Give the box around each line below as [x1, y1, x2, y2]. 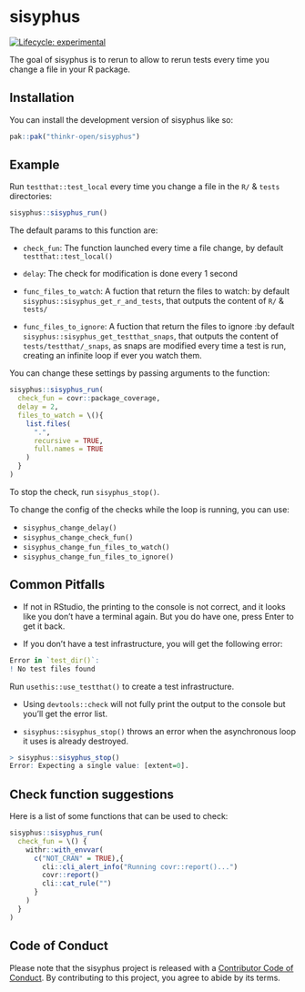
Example [9, 157, 60, 173]
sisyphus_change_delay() [22, 523, 117, 532]
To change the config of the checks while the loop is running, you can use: [9, 503, 290, 515]
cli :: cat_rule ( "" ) [42, 879, 112, 888]
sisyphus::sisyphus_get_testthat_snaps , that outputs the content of [22, 330, 280, 342]
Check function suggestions [9, 786, 175, 802]
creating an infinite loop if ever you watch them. [22, 350, 202, 361]
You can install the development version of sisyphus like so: [9, 114, 234, 125]
